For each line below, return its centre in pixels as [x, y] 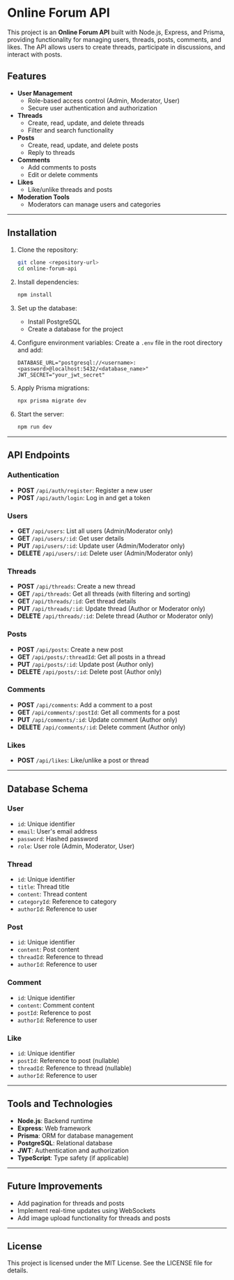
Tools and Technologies [60, 1104]
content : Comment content [56, 1005]
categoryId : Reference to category [67, 902]
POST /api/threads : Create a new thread [76, 587]
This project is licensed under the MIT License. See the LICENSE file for [110, 1263]
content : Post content [48, 949]
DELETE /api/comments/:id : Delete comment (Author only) [101, 727]
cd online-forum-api [47, 269]
